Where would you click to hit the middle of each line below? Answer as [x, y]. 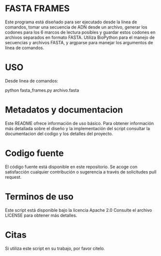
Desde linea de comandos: [32, 81]
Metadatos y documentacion [64, 110]
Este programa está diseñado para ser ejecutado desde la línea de [71, 22]
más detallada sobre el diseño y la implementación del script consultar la [78, 128]
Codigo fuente [34, 153]
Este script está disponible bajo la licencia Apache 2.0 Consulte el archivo [79, 210]
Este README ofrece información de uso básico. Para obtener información [79, 123]
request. [13, 177]
